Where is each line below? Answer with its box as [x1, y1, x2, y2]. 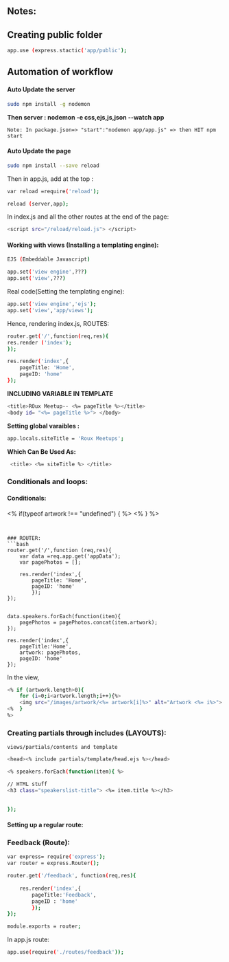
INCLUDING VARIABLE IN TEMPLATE [7, 389, 113, 397]
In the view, [7, 673, 40, 681]
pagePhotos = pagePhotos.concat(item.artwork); [19, 619, 158, 626]
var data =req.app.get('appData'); [19, 553, 121, 560]
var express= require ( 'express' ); [7, 853, 106, 860]
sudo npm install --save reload [7, 162, 99, 169]
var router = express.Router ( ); [7, 860, 99, 867]
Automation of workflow [7, 66, 113, 78]
